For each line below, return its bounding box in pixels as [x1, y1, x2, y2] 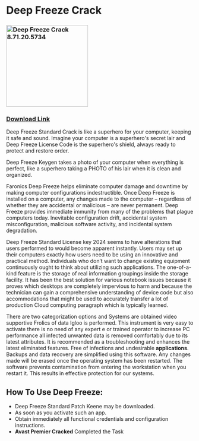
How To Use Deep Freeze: [6, 387, 103, 397]
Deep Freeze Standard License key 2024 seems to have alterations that [6, 239, 181, 246]
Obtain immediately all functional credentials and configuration [14, 415, 169, 423]
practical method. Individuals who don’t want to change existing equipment [6, 258, 190, 265]
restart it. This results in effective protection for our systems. [6, 370, 154, 377]
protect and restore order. [6, 147, 70, 154]
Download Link [6, 115, 50, 123]
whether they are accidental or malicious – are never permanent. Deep [6, 202, 179, 209]
